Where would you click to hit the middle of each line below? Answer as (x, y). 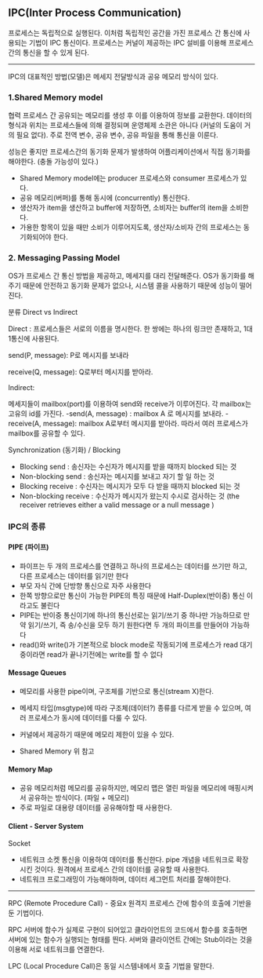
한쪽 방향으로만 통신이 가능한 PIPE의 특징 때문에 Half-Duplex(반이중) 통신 (132, 595)
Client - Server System (46, 826)
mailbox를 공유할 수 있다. (47, 433)
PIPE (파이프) (29, 547)
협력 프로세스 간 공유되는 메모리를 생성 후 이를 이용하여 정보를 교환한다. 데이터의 (130, 115)
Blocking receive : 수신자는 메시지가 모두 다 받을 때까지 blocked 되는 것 (130, 487)
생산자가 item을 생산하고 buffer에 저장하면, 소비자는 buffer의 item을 (124, 208)
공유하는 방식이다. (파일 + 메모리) (79, 797)
